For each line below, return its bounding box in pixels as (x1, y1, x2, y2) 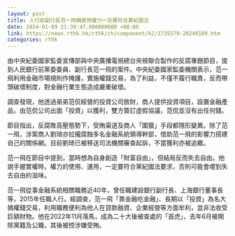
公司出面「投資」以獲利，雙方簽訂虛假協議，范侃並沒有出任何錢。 (37, 106, 228, 115)
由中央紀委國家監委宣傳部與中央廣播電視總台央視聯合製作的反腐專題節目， (7, 57, 222, 65)
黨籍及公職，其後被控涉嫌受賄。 (13, 221, 106, 230)
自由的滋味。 (13, 171, 50, 179)
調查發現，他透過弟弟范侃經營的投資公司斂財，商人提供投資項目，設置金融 (7, 97, 222, 106)
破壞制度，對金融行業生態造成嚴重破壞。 (13, 83, 130, 91)
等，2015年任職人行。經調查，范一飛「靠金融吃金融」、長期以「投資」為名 (7, 195, 220, 203)
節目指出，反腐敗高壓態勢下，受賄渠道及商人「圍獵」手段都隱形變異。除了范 (7, 121, 228, 130)
